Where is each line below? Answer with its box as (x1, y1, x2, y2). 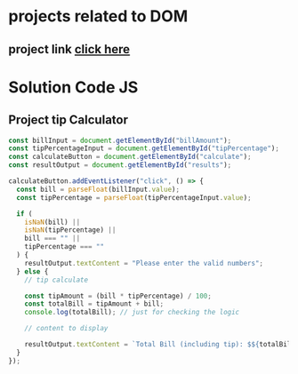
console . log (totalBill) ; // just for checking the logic (24, 308, 240, 317)
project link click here (8, 42, 131, 57)
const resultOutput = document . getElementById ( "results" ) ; (8, 161, 232, 170)
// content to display (24, 324, 109, 333)
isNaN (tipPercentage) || (24, 226, 117, 235)
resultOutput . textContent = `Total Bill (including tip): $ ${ (24, 340, 260, 349)
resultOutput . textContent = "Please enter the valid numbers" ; (24, 259, 264, 267)
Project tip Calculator (8, 113, 128, 128)
